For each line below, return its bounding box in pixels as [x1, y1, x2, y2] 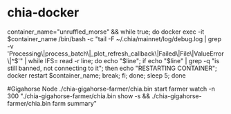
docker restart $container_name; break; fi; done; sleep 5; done [7, 71, 187, 80]
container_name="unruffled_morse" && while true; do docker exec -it [7, 27, 205, 36]
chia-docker [7, 5, 80, 21]
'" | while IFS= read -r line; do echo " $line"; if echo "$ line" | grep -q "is [18, 56, 220, 65]
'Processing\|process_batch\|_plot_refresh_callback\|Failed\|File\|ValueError [7, 49, 224, 58]
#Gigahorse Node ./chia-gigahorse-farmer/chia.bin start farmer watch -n [7, 84, 216, 93]
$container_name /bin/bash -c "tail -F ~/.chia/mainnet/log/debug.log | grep [7, 34, 221, 43]
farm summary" [52, 99, 97, 107]
